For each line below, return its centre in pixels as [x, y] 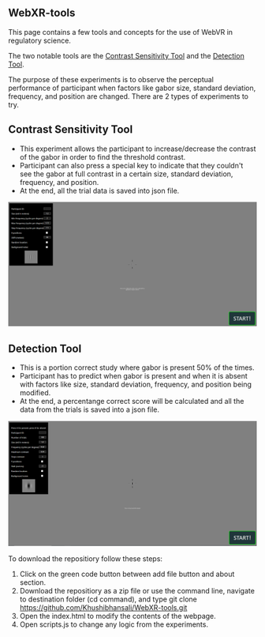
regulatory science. [39, 40]
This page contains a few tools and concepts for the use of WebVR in [121, 32]
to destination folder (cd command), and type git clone [108, 599]
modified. [35, 392]
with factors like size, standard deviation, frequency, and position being [136, 384]
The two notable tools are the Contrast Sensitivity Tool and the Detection [126, 55]
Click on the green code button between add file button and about [127, 574]
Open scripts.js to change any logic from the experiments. [114, 624]
